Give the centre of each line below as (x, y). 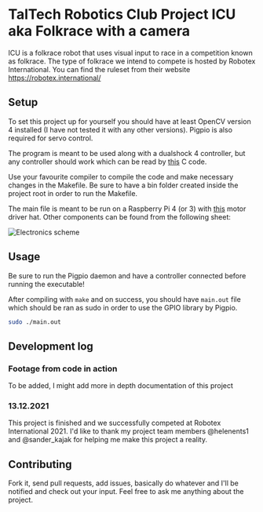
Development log (51, 346)
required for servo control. (51, 138)
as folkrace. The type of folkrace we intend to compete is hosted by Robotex (132, 61)
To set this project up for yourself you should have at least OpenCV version (130, 121)
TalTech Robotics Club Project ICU (122, 15)
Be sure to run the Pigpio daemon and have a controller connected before (127, 275)
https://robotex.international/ (55, 78)
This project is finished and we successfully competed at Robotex (115, 423)
